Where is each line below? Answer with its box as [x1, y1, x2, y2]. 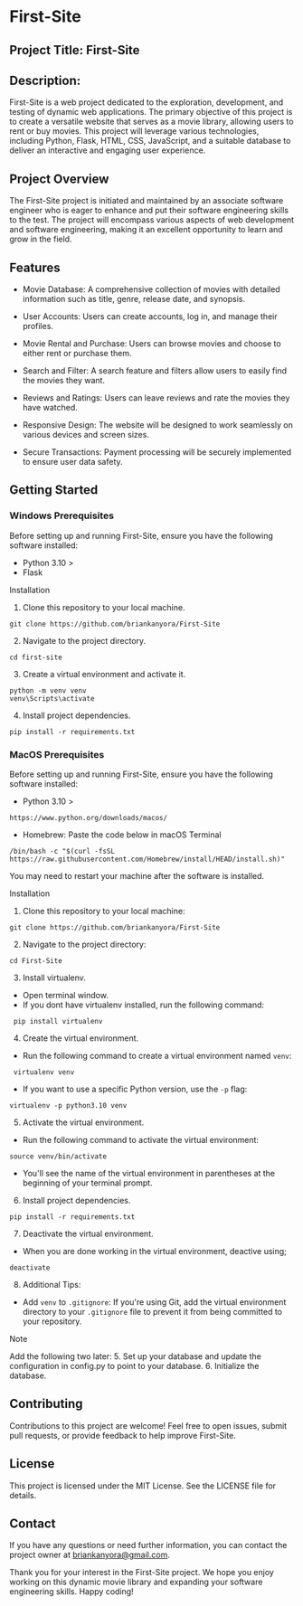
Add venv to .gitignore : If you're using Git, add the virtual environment [22, 1297, 287, 1308]
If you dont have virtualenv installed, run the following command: [22, 999, 265, 1010]
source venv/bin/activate [9, 1152, 107, 1161]
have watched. [22, 402, 79, 413]
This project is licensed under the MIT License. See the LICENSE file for [9, 1480, 277, 1491]
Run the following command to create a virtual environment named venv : [22, 1051, 292, 1061]
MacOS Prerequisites [9, 748, 105, 760]
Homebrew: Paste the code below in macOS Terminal [22, 829, 222, 840]
